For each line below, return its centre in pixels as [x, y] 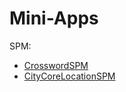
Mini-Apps [54, 18]
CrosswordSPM [56, 65]
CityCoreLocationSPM [69, 76]
